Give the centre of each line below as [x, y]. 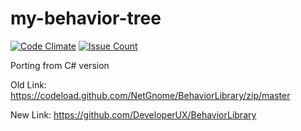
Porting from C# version [60, 65]
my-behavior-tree [86, 18]
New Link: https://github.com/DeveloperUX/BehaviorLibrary [133, 114]
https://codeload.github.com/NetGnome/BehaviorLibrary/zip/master [150, 95]
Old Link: [28, 84]
